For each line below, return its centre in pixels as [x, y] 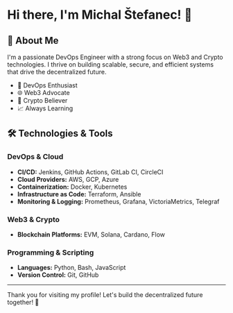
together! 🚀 [23, 303]
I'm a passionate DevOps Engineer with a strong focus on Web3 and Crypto [115, 57]
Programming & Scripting [51, 252]
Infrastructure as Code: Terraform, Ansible [79, 194]
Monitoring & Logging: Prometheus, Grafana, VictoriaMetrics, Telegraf [118, 201]
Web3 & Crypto [34, 219]
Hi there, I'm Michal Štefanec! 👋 [100, 15]
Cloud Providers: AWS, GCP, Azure [68, 179]
